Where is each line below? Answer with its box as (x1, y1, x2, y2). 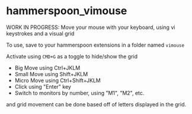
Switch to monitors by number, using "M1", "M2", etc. (14, 89, 145, 96)
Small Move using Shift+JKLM (14, 70, 88, 77)
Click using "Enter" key (14, 83, 71, 90)
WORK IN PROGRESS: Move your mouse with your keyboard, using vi (6, 24, 175, 31)
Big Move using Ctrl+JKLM (14, 64, 81, 71)
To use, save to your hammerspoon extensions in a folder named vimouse (6, 41, 185, 48)
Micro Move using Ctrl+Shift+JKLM (14, 77, 101, 84)
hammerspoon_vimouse (6, 4, 127, 18)
